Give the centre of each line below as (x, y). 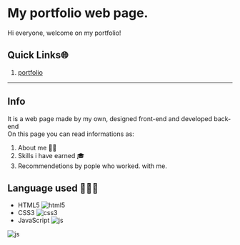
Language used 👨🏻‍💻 (53, 188)
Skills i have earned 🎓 (51, 155)
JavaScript (34, 220)
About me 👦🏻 (37, 147)
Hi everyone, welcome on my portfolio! (64, 33)
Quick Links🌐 (38, 55)
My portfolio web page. (78, 13)
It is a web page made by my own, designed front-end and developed (110, 118)
